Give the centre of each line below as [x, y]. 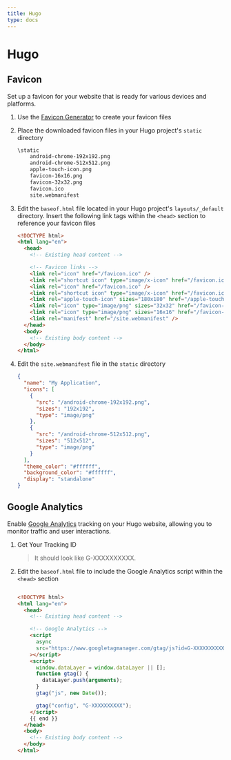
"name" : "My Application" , [62, 383]
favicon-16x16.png [56, 176]
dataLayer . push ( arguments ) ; [82, 681]
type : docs [23, 20]
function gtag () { [62, 674]
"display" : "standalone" [59, 479]
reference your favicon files [56, 223]
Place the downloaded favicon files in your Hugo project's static [109, 130]
